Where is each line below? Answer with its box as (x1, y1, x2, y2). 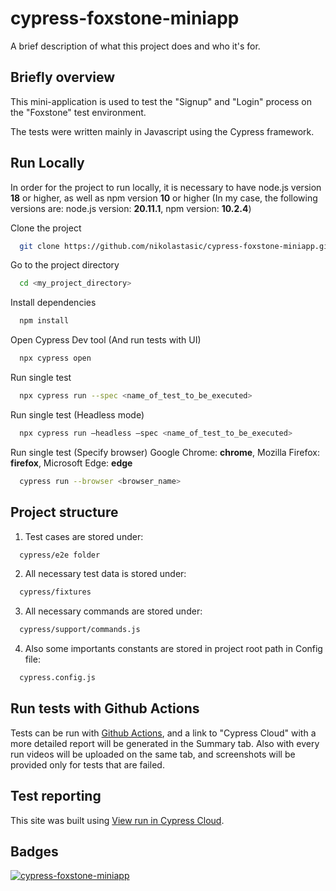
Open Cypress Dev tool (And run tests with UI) (10, 334, 202, 346)
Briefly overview (10, 69, 116, 86)
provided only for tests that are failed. (10, 758, 165, 771)
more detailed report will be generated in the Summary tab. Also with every (10, 737, 320, 749)
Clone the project (10, 222, 82, 234)
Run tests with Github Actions (10, 700, 200, 717)
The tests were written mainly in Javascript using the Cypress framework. (10, 125, 315, 137)
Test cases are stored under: (24, 530, 144, 542)
